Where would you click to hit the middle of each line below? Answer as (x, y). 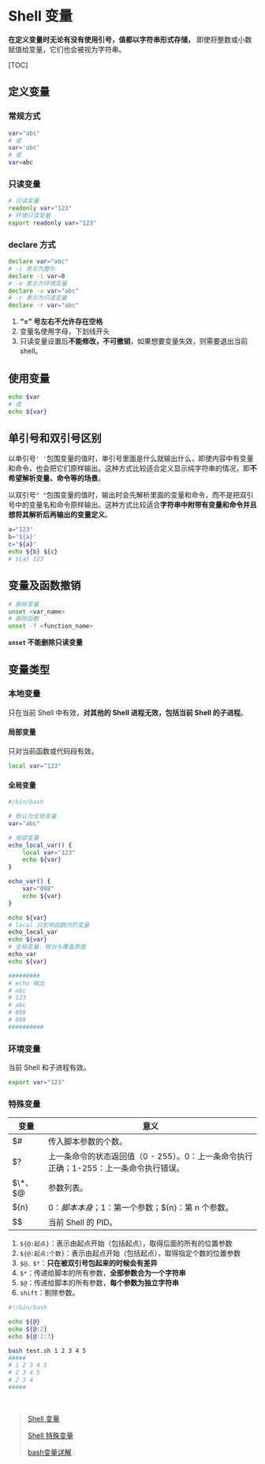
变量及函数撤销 (45, 585)
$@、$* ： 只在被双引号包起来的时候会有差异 (88, 1263)
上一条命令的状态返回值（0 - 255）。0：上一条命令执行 (150, 1157)
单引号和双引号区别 (55, 438)
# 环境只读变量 (30, 216)
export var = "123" (37, 1082)
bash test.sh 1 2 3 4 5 (47, 1350)
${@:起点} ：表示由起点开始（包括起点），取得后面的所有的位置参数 (126, 1243)
